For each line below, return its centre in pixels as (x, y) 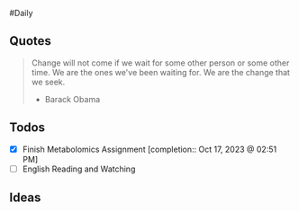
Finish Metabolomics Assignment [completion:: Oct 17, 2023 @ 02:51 (149, 149)
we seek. (48, 82)
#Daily (21, 13)
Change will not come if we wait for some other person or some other (160, 63)
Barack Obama (72, 99)
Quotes (31, 41)
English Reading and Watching (79, 169)
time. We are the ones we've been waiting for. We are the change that (161, 72)
